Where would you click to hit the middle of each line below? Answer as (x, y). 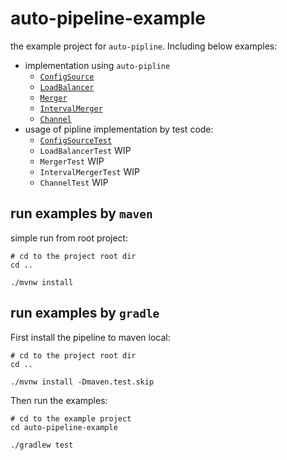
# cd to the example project (71, 418)
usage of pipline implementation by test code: (119, 129)
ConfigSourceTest (76, 140)
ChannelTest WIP (74, 182)
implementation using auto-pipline (97, 65)
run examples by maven (81, 213)
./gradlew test (42, 445)
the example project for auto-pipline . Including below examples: (144, 46)
